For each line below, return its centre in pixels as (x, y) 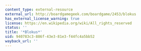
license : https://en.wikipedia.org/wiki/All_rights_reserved (69, 23)
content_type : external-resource (39, 9)
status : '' (16, 28)
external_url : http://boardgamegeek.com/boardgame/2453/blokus (71, 14)
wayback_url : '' (21, 41)
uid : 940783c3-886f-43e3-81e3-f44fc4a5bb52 (50, 37)
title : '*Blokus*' (24, 32)
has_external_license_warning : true (42, 18)
